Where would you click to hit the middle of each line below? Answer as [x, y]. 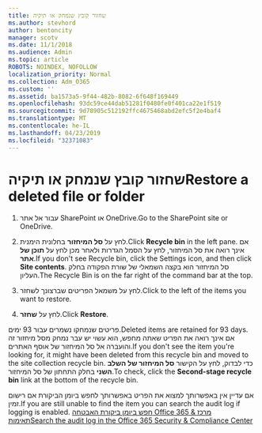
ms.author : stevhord [42, 23]
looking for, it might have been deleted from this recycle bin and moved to [129, 355]
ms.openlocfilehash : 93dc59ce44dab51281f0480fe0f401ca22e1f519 [115, 104]
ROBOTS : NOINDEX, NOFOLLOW [53, 67]
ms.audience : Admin [40, 52]
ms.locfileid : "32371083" [51, 140]
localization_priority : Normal [60, 74]
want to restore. [46, 299]
